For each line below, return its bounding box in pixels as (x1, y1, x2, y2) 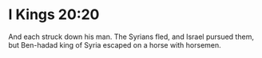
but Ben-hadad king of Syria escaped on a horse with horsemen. (8, 40, 221, 49)
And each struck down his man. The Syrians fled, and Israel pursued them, (8, 32, 254, 41)
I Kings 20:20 (8, 6, 100, 24)
